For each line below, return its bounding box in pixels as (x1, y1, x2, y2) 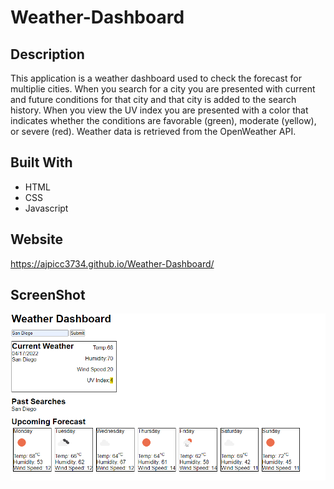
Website (10, 231, 63, 248)
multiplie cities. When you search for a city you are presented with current (10, 83, 316, 95)
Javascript (24, 202, 69, 214)
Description (10, 46, 85, 63)
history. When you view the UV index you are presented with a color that (10, 104, 309, 116)
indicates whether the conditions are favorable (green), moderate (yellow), (10, 115, 317, 126)
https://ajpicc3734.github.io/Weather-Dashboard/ (10, 257, 215, 270)
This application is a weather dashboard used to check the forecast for (10, 72, 302, 84)
